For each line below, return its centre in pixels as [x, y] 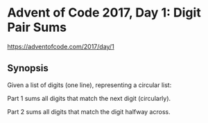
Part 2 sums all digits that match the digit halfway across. [89, 111]
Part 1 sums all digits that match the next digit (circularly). [89, 98]
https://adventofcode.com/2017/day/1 [61, 46]
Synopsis [28, 68]
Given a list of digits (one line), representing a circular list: [89, 85]
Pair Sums [37, 27]
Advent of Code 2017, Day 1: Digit [104, 13]
